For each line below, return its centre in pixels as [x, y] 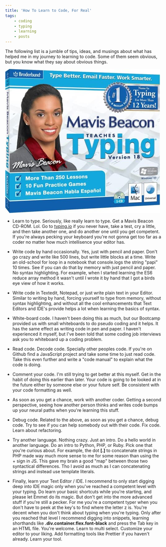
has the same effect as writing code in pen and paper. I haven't [77, 329]
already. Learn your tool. [37, 539]
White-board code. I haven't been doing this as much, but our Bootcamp [86, 318]
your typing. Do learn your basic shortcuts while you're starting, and [82, 492]
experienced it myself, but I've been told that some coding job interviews [86, 334]
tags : [11, 16]
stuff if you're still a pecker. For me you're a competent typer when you [85, 502]
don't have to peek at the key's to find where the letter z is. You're [80, 507]
